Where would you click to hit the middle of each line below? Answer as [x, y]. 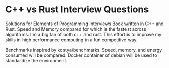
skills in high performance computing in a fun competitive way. [71, 40]
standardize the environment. [36, 60]
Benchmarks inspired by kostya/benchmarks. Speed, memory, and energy [84, 50]
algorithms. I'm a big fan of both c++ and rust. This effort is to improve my [83, 34]
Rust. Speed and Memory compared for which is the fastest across [76, 29]
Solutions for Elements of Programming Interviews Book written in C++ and [84, 24]
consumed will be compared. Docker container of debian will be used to [81, 55]
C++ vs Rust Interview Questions [77, 9]
